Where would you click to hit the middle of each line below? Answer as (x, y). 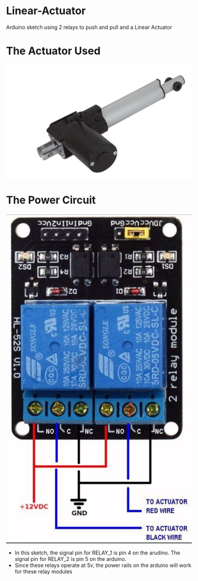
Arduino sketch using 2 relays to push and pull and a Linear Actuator (89, 27)
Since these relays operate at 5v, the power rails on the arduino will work (103, 565)
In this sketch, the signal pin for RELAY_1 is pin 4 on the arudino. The (98, 553)
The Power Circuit (51, 200)
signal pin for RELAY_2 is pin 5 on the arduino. (70, 559)
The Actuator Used (53, 51)
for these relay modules (43, 571)
